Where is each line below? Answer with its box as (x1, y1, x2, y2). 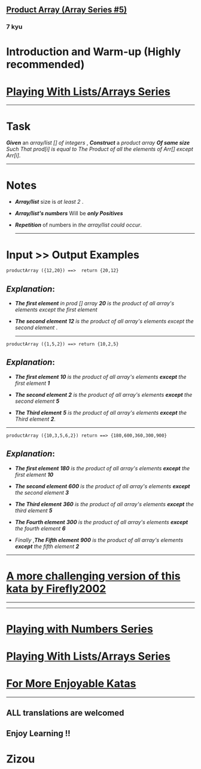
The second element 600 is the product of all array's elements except (14, 482, 190, 489)
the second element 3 (14, 489, 69, 496)
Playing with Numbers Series (6, 622, 154, 636)
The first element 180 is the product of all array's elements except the (14, 464, 190, 471)
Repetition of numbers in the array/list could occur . (14, 221, 142, 229)
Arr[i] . (6, 152, 21, 159)
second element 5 (14, 397, 60, 405)
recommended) (6, 57, 85, 71)
